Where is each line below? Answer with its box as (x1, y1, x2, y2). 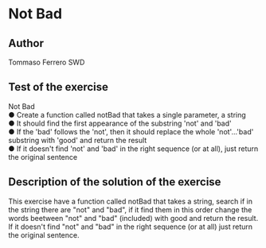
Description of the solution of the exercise (8, 176, 221, 189)
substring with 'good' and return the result (8, 135, 147, 145)
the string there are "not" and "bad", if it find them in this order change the (8, 204, 252, 215)
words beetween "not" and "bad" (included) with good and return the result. (8, 213, 259, 223)
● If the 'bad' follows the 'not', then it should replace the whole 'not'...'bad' (8, 126, 254, 136)
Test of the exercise (8, 80, 109, 94)
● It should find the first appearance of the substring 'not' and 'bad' (8, 118, 233, 128)
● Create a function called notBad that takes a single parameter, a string (8, 110, 247, 119)
